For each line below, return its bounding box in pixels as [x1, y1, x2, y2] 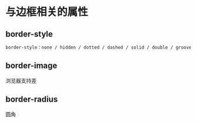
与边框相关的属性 [5, 5, 89, 19]
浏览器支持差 [5, 77, 36, 84]
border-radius [5, 94, 58, 104]
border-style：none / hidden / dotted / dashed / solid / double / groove [5, 45, 192, 50]
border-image [5, 61, 58, 71]
